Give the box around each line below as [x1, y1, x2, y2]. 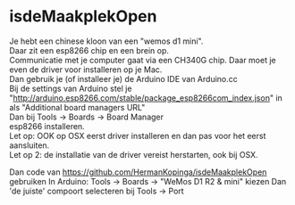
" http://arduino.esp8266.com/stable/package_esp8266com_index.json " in [9, 92, 283, 103]
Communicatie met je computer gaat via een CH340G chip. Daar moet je [9, 54, 276, 65]
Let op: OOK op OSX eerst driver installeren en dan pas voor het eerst [9, 130, 266, 141]
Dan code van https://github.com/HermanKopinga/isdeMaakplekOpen [9, 167, 267, 177]
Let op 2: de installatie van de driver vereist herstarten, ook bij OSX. [9, 149, 258, 160]
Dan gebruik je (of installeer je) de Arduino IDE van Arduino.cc [9, 73, 239, 84]
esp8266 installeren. [9, 120, 85, 131]
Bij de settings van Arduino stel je [9, 83, 132, 94]
